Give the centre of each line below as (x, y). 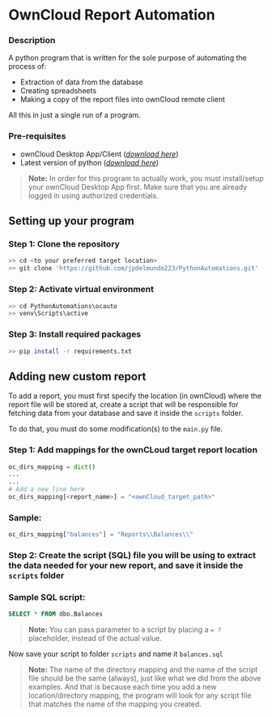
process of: (28, 67)
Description (32, 41)
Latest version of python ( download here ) (89, 162)
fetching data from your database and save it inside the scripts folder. (126, 413)
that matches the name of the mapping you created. (115, 704)
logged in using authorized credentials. (93, 195)
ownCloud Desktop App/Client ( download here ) (99, 154)
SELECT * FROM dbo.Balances (56, 614)
